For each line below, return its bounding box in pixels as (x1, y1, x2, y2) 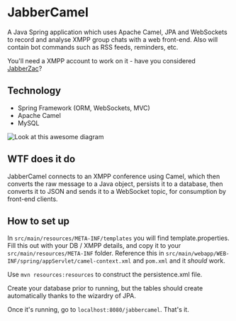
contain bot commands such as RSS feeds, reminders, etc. (7, 43, 179, 51)
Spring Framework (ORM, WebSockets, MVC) (17, 104, 150, 112)
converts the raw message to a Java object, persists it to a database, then (7, 179, 223, 188)
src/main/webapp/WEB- (165, 250, 230, 258)
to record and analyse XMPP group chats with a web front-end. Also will (7, 35, 218, 43)
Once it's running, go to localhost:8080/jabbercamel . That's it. (7, 305, 189, 314)
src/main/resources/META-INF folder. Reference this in (7, 249, 164, 258)
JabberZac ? (7, 64, 43, 72)
